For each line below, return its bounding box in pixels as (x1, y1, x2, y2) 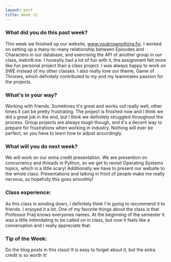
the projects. (5, 79, 32, 85)
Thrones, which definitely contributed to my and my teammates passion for (5, 73, 163, 79)
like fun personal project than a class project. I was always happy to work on (5, 62, 166, 68)
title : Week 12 (5, 12, 38, 17)
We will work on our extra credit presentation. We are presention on (5, 154, 148, 161)
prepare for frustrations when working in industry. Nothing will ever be (5, 125, 153, 131)
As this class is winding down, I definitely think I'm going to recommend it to (5, 200, 165, 207)
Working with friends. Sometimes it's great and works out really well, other (5, 103, 162, 109)
